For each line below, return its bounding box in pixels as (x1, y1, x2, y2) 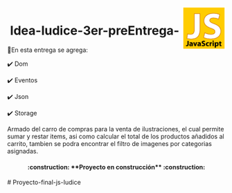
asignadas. (7, 147, 39, 155)
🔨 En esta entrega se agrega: (7, 46, 89, 54)
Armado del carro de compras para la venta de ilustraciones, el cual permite (7, 125, 224, 133)
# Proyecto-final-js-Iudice (7, 178, 81, 187)
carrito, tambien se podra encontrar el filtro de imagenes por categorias (7, 139, 213, 147)
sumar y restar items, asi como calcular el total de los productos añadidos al (7, 132, 224, 140)
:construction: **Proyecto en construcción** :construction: (27, 163, 206, 171)
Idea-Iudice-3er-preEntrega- (10, 23, 180, 39)
